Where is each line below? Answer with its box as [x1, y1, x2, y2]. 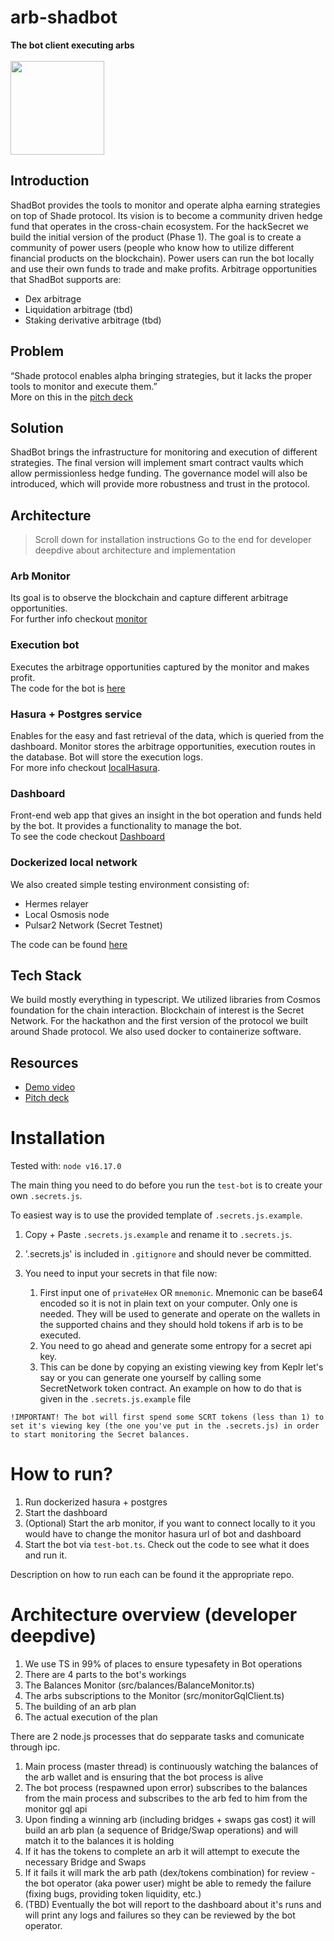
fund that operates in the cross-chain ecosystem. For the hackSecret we [10, 220, 309, 232]
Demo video [24, 1081, 76, 1093]
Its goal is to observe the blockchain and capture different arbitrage [10, 592, 289, 604]
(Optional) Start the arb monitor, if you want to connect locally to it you [24, 1517, 316, 1530]
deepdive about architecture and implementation [34, 544, 236, 556]
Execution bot [10, 638, 80, 652]
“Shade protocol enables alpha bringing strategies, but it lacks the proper [10, 369, 313, 381]
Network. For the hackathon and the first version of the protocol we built [10, 1015, 309, 1027]
